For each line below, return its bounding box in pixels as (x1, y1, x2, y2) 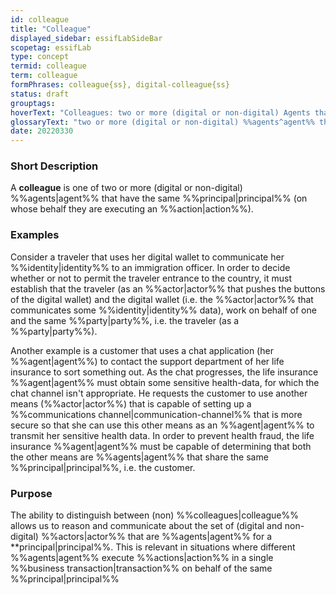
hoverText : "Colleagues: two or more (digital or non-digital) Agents (10, 107, 311, 118)
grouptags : (10, 98, 56, 108)
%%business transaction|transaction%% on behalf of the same (10, 562, 273, 575)
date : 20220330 (10, 126, 74, 136)
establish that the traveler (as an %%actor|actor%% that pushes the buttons (10, 282, 326, 295)
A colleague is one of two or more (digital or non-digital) (10, 182, 243, 194)
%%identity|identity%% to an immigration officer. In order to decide (10, 261, 291, 273)
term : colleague (10, 71, 78, 81)
